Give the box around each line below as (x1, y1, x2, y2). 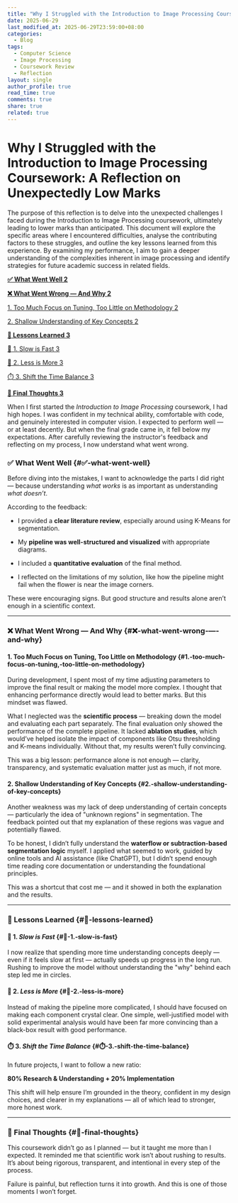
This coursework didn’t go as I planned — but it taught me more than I (7, 1143, 211, 1152)
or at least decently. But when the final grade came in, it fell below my (7, 425, 211, 433)
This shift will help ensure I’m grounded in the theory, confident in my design (7, 1087, 231, 1096)
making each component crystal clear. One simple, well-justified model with (7, 1010, 229, 1019)
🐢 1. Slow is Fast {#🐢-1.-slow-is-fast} (7, 932, 118, 941)
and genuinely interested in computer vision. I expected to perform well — (7, 418, 224, 426)
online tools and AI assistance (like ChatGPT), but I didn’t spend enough (7, 854, 217, 863)
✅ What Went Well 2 (7, 274, 69, 284)
